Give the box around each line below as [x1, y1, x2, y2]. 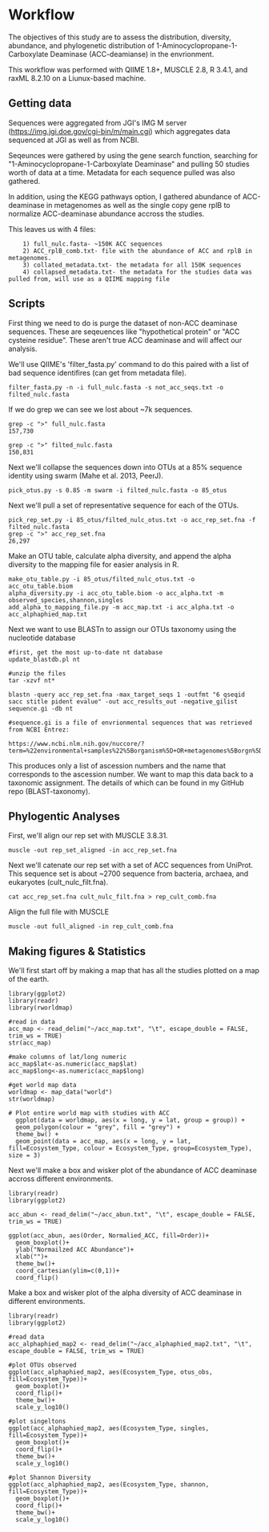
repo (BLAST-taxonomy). [8, 786, 90, 796]
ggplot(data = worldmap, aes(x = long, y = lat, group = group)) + [15, 1116, 246, 1125]
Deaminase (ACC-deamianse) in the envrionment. [50, 49, 215, 59]
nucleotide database [8, 633, 76, 642]
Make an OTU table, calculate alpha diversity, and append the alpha [8, 551, 232, 560]
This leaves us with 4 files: [8, 224, 96, 234]
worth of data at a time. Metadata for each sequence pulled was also [8, 167, 235, 177]
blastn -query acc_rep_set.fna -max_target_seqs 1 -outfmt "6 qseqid [8, 691, 246, 699]
